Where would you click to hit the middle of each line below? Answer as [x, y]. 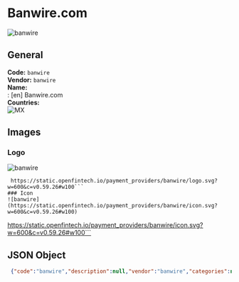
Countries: [23, 102]
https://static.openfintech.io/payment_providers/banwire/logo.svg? [114, 181]
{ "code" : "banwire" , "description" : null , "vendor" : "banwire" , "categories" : [121, 271]
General [26, 55]
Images [24, 132]
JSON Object [37, 255]
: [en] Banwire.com [35, 94]
